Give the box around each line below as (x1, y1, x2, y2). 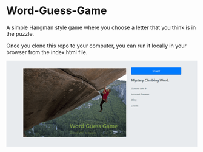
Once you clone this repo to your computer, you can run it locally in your (6, 42, 187, 49)
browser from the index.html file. (6, 48, 88, 55)
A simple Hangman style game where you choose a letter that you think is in (6, 24, 196, 31)
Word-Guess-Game (6, 4, 107, 18)
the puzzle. (6, 30, 35, 37)
